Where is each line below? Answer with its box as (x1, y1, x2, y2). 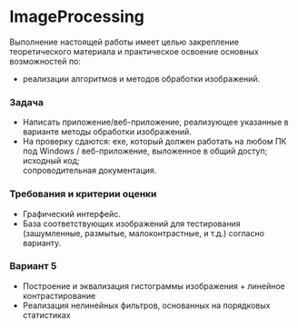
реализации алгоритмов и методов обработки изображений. (22, 73, 261, 84)
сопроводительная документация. (22, 165, 157, 176)
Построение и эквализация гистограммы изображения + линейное (22, 280, 285, 292)
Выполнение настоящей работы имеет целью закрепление (9, 36, 239, 47)
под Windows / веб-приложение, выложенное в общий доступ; (22, 145, 268, 156)
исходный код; (22, 155, 80, 166)
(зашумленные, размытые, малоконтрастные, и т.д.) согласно (22, 227, 265, 238)
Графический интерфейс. (22, 208, 121, 219)
